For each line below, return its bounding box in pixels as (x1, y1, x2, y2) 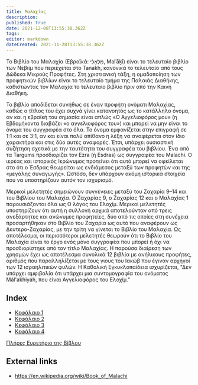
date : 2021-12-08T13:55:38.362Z (6, 25, 86, 31)
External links (6, 357, 58, 367)
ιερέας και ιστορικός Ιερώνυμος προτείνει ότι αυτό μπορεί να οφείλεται (6, 158, 183, 165)
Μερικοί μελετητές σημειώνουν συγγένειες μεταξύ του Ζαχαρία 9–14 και (6, 188, 187, 195)
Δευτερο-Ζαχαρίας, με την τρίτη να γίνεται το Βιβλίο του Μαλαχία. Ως (6, 226, 181, 233)
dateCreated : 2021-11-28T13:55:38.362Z (6, 42, 105, 48)
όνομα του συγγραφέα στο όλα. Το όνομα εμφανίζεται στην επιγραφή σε (6, 126, 187, 133)
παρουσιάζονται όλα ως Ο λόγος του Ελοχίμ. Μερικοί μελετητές (6, 200, 166, 207)
